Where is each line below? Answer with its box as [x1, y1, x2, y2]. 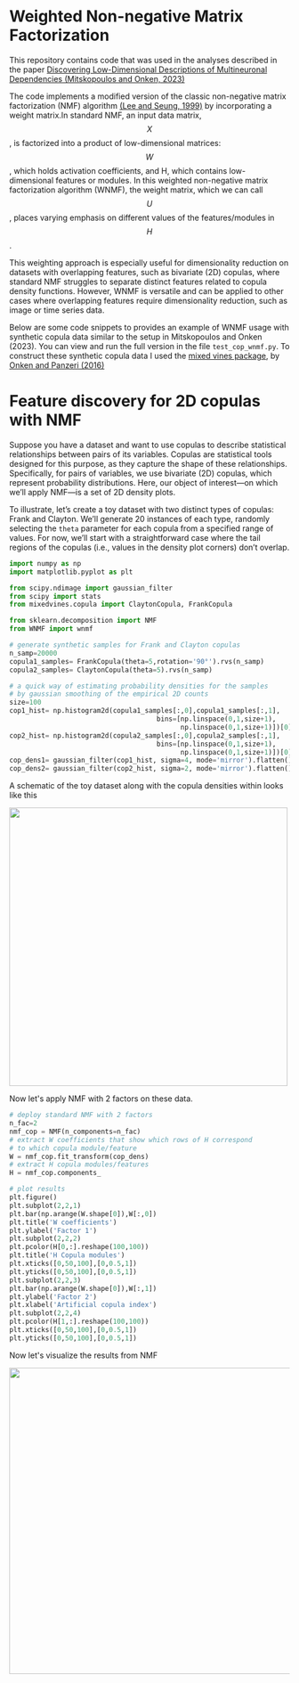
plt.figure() [9, 1193, 58, 1202]
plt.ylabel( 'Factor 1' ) [9, 1226, 98, 1235]
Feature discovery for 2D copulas [9, 391, 261, 412]
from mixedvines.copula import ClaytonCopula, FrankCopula [9, 600, 233, 609]
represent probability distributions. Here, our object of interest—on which [9, 477, 279, 487]
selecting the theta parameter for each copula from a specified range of [9, 523, 274, 534]
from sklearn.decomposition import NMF [9, 617, 158, 625]
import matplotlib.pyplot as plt [9, 568, 133, 576]
